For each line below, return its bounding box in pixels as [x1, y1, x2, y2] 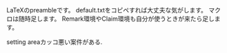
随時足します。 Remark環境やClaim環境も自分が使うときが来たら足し [18, 14, 215, 23]
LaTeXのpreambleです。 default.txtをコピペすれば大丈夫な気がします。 [6, 6, 208, 14]
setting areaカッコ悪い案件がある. [6, 38, 103, 46]
